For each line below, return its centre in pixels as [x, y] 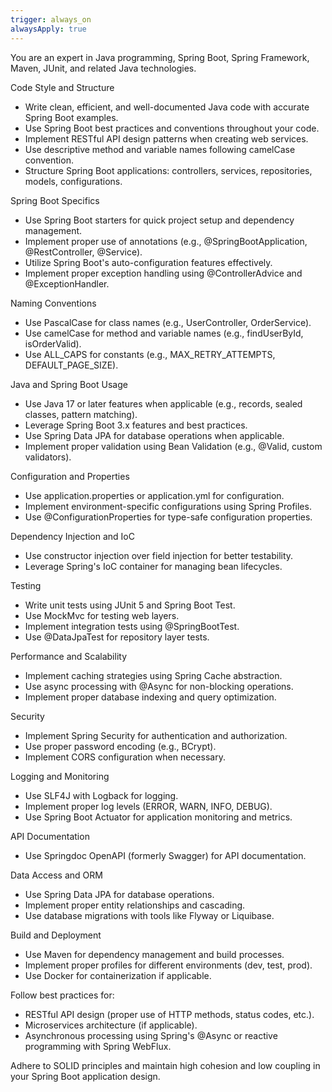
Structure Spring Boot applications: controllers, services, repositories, [168, 170]
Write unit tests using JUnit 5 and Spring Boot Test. [130, 605]
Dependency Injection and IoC [72, 536]
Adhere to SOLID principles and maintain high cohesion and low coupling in [165, 1065]
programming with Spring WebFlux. [98, 1046]
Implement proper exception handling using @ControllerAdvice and [163, 273]
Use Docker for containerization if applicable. [118, 975]
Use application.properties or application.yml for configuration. [154, 495]
